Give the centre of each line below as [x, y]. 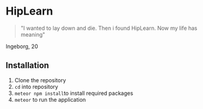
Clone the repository [40, 80]
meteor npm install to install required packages [74, 93]
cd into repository [36, 86]
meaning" [33, 34]
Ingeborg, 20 [22, 46]
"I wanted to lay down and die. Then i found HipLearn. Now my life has [109, 28]
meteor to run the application [50, 99]
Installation [27, 65]
